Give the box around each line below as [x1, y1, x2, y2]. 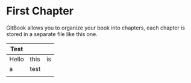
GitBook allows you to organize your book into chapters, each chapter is [6, 24, 186, 31]
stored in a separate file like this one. [6, 30, 98, 37]
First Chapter [6, 4, 74, 18]
